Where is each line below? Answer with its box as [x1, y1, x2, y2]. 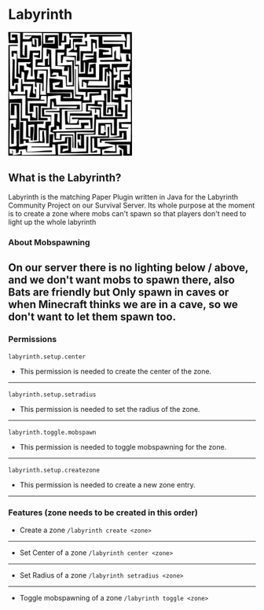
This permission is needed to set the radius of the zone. [19, 405, 200, 414]
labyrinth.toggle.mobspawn [8, 428, 97, 437]
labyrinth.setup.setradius [8, 391, 97, 399]
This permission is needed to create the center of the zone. [19, 367, 212, 377]
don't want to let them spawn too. [8, 311, 177, 324]
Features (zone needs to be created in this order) [8, 507, 198, 518]
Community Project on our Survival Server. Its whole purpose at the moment [8, 200, 255, 210]
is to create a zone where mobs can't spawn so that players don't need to [8, 208, 247, 218]
